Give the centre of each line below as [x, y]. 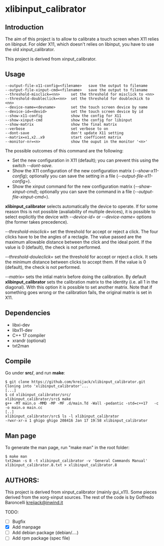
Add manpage [26, 527]
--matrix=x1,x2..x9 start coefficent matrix [63, 137]
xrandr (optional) [29, 341]
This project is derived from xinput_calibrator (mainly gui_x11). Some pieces [81, 492]
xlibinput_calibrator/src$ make [38, 399]
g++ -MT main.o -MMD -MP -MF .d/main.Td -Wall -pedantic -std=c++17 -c [82, 403]
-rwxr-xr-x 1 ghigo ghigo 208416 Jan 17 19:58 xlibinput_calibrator [76, 421]
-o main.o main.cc [24, 408]
